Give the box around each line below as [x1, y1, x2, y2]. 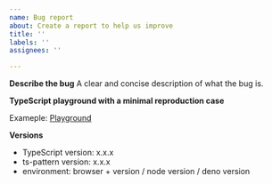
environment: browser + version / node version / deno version [21, 166, 251, 177]
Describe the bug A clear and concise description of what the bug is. [9, 78, 264, 89]
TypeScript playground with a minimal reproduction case [9, 95, 225, 107]
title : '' [9, 29, 46, 38]
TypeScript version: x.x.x [21, 148, 114, 158]
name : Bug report [9, 12, 74, 22]
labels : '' [9, 37, 50, 47]
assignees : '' [9, 46, 62, 55]
